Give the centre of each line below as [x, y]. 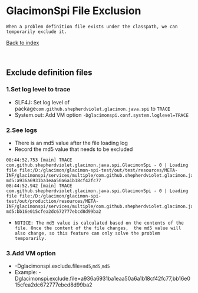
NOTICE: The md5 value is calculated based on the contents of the [99, 223]
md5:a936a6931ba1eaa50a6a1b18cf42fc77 [54, 180]
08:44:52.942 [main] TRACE [39, 186]
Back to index [23, 42]
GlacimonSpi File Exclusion [74, 11]
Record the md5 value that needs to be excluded [74, 149]
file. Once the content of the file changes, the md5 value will [98, 228]
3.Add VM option [31, 253]
